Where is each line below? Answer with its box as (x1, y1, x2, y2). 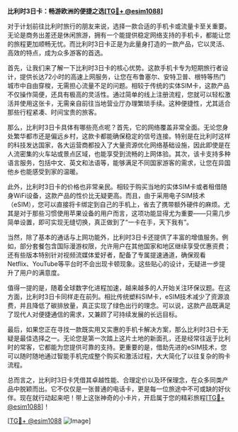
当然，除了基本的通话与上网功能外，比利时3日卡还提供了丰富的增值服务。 (7, 233, 222, 241)
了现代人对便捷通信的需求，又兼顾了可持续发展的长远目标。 (7, 310, 181, 319)
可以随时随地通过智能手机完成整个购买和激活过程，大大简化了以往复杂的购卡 (7, 352, 231, 360)
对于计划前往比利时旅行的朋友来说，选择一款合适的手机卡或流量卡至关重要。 (7, 22, 231, 31)
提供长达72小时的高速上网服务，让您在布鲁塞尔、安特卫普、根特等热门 (19, 72, 226, 81)
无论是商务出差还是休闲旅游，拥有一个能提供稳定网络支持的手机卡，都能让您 (7, 31, 231, 39)
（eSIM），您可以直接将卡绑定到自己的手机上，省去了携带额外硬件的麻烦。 (7, 200, 225, 209)
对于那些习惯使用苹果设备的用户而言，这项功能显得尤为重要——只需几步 (19, 209, 231, 217)
